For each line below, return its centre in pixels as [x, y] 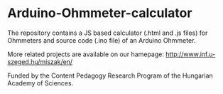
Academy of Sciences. [40, 83]
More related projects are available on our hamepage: [86, 54]
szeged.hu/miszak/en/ [40, 61]
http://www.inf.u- [191, 54]
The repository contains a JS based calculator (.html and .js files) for [108, 33]
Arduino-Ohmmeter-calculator [100, 13]
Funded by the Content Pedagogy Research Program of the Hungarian [110, 75]
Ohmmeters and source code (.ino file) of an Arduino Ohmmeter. [102, 40]
